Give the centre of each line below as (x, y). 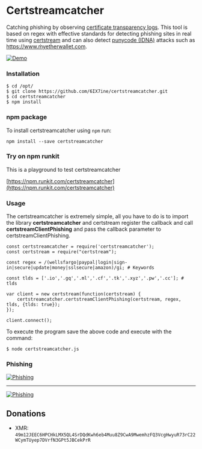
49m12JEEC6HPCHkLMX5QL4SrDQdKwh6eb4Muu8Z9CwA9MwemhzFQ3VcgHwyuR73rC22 (105, 435)
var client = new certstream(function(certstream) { (74, 294)
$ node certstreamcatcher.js (43, 349)
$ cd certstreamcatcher (36, 97)
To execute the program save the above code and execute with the (89, 331)
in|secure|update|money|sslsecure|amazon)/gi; (66, 268)
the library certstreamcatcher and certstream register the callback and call (100, 223)
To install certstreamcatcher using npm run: (59, 130)
